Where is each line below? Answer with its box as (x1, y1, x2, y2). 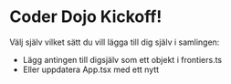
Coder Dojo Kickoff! (9, 6, 163, 27)
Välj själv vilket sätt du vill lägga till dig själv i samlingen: (9, 37, 220, 47)
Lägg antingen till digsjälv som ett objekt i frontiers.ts (22, 54, 222, 65)
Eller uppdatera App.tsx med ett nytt (22, 64, 160, 75)
